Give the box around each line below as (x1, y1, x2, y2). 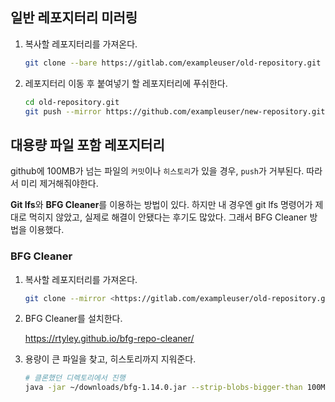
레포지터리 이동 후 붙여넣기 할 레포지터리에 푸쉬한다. (24, 77, 228, 89)
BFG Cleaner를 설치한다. (24, 313, 123, 325)
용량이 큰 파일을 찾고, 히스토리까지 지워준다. (24, 353, 197, 365)
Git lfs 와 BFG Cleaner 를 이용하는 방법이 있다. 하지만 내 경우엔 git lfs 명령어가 (10, 199, 313, 211)
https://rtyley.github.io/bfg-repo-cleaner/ (24, 333, 195, 345)
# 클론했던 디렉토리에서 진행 (24, 373, 126, 383)
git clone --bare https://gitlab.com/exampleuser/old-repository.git (24, 58, 322, 68)
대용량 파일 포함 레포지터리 (10, 136, 165, 153)
